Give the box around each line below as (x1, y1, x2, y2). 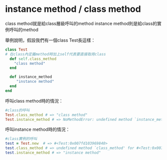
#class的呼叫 (5, 107, 30, 112)
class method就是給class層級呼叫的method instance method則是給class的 (5, 20, 158, 26)
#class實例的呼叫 (5, 136, 37, 142)
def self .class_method (9, 56, 57, 61)
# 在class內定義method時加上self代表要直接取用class (5, 52, 106, 56)
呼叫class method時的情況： (5, 98, 64, 104)
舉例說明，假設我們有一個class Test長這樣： (5, 37, 96, 43)
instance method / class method (5, 3, 141, 15)
